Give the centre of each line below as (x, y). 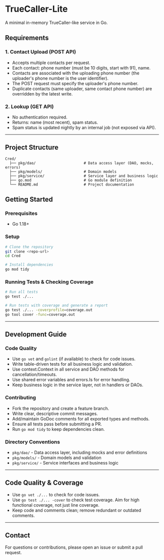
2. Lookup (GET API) (30, 106)
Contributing (20, 397)
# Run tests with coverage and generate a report (57, 305)
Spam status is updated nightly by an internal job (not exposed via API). (84, 127)
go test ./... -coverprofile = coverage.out (49, 310)
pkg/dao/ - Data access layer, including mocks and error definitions (80, 453)
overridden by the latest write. (42, 93)
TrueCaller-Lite (36, 9)
